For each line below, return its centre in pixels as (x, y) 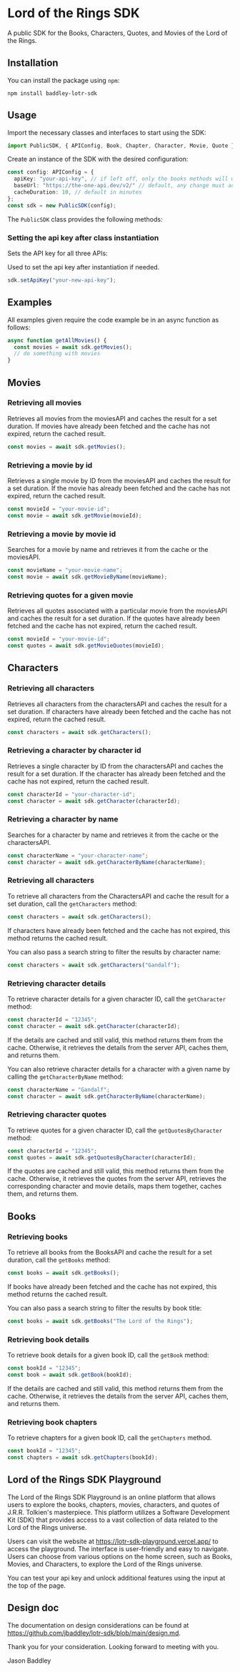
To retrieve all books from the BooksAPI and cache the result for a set (110, 1252)
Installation (33, 63)
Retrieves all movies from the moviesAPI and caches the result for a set (112, 418)
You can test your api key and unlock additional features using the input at (116, 1578)
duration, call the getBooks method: (59, 1260)
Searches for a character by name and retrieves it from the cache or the (113, 835)
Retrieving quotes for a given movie (70, 595)
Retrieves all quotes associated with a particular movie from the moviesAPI (117, 611)
